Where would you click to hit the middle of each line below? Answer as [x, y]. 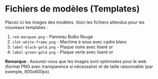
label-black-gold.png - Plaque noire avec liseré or [63, 47]
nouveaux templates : [27, 27]
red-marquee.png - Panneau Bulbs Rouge [53, 37]
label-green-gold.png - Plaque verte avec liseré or [63, 52]
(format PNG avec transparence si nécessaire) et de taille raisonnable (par [79, 66]
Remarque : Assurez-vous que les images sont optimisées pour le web [76, 61]
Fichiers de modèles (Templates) [72, 9]
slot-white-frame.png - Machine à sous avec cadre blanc [70, 41]
